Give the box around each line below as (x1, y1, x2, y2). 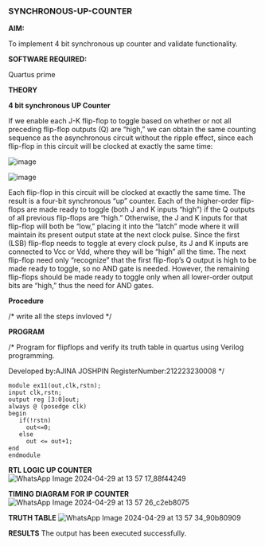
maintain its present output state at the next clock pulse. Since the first (8, 230, 240, 240)
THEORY (8, 85, 38, 95)
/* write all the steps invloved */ (8, 312, 112, 322)
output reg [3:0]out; (8, 396, 80, 404)
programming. (8, 351, 55, 361)
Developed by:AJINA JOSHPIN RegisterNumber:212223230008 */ (8, 366, 225, 376)
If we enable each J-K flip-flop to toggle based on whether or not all (8, 116, 232, 126)
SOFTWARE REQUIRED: (8, 54, 88, 64)
